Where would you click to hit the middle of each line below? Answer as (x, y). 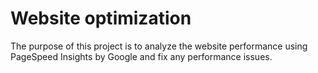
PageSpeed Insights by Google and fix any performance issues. (141, 56)
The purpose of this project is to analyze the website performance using (159, 46)
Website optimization (101, 18)
